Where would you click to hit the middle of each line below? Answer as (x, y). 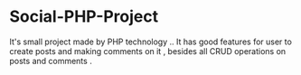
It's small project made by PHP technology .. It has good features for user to (150, 42)
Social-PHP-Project (84, 17)
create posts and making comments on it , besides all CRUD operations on (148, 51)
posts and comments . (51, 61)
